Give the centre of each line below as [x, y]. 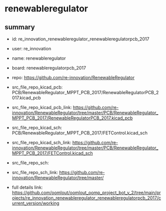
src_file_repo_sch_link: [35, 172]
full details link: [27, 187]
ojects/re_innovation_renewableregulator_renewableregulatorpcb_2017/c [86, 198]
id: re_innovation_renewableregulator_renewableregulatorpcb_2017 [81, 39]
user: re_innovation [32, 49]
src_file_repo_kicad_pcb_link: [42, 107]
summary [20, 27]
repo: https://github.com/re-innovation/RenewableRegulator [73, 77]
